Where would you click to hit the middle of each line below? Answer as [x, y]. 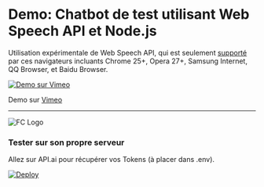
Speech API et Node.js [82, 31]
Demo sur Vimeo [35, 99]
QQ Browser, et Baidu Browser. [58, 69]
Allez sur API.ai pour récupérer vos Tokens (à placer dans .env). [111, 160]
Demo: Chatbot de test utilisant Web [129, 14]
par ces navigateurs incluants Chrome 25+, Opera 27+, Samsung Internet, [128, 61]
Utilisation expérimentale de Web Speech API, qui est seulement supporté [128, 52]
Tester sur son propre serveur [66, 142]
